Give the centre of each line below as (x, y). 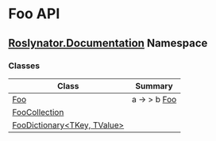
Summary (154, 86)
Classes (24, 66)
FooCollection (38, 112)
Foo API (34, 14)
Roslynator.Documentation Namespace (108, 43)
